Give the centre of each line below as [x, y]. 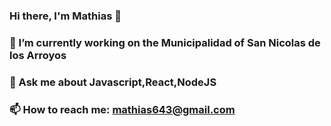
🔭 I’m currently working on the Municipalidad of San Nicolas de [165, 42]
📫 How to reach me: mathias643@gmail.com [122, 109]
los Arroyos [38, 55]
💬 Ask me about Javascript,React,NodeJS [113, 82]
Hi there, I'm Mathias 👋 [65, 16]
